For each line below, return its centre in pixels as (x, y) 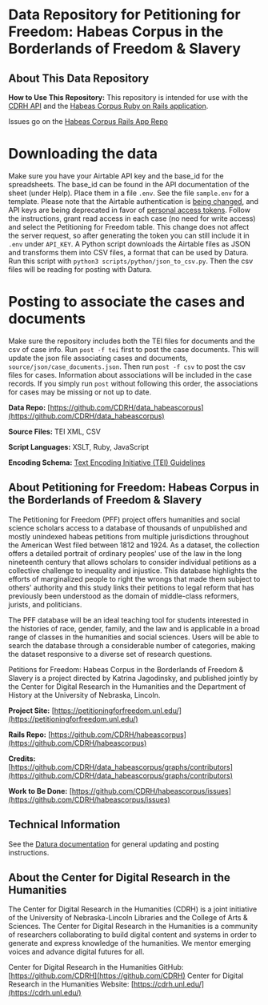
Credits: (22, 759)
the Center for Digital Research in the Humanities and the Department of (127, 687)
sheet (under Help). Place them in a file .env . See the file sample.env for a (129, 193)
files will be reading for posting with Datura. (80, 269)
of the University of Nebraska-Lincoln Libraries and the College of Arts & (128, 918)
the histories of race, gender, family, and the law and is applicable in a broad (134, 628)
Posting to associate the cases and (127, 302)
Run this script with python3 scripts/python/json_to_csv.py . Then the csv (131, 261)
